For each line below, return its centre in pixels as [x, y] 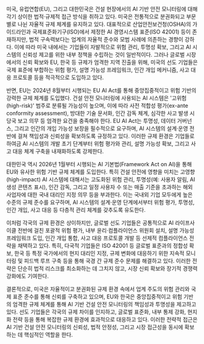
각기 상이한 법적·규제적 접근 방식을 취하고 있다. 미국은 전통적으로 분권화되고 [96, 16]
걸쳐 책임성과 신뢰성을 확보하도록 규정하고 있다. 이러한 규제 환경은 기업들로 [106, 136]
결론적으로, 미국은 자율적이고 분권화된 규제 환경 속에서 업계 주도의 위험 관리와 [98, 289]
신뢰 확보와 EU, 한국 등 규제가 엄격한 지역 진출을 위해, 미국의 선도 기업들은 [110, 62]
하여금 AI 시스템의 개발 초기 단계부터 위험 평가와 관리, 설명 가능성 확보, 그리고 [98, 144]
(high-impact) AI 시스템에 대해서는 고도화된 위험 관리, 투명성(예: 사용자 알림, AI [101, 179]
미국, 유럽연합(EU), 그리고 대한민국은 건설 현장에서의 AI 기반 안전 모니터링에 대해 [102, 9]
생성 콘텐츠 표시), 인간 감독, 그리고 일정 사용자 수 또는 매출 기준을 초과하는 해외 [100, 187]
